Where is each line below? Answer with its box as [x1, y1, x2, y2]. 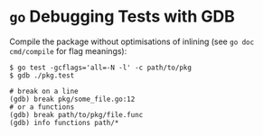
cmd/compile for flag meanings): [9, 45, 127, 56]
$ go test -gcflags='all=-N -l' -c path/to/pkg [9, 63, 193, 72]
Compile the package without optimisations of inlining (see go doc [9, 36, 255, 47]
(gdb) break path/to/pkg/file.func [9, 110, 144, 119]
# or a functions [9, 102, 75, 112]
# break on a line [9, 86, 79, 95]
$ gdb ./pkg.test [9, 70, 75, 80]
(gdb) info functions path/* [9, 118, 119, 127]
